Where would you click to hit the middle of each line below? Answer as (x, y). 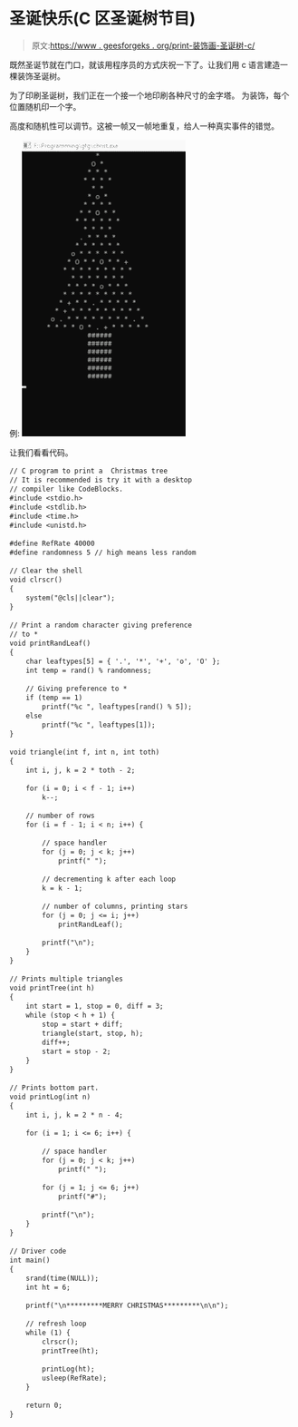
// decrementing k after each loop (109, 879)
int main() (30, 1260)
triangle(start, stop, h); (93, 1033)
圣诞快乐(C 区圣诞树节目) (103, 19)
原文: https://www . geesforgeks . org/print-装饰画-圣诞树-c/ (143, 45)
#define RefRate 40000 (52, 543)
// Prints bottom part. (54, 1088)
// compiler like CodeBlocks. (67, 489)
